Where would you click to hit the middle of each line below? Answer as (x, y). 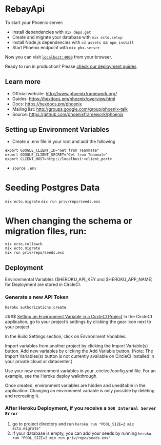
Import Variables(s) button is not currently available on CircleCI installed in (80, 356)
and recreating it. (22, 396)
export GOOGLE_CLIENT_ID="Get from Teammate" (52, 150)
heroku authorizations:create (36, 307)
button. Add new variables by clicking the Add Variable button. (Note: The (79, 351)
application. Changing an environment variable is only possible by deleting (80, 390)
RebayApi (25, 9)
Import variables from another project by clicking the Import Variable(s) (77, 345)
